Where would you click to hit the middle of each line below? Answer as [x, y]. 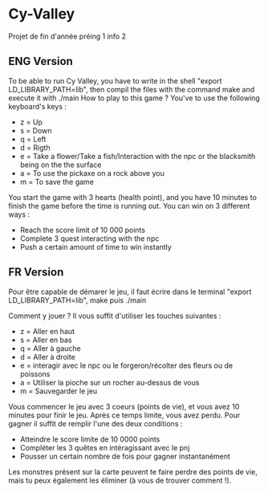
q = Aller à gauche [51, 348]
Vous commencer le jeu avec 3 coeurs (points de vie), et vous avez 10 [124, 406]
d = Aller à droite [48, 357]
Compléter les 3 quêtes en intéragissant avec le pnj [105, 447]
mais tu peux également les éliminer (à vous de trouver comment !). [120, 480]
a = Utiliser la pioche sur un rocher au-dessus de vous [110, 382]
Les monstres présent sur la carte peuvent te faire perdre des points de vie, [133, 471]
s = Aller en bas [46, 340]
